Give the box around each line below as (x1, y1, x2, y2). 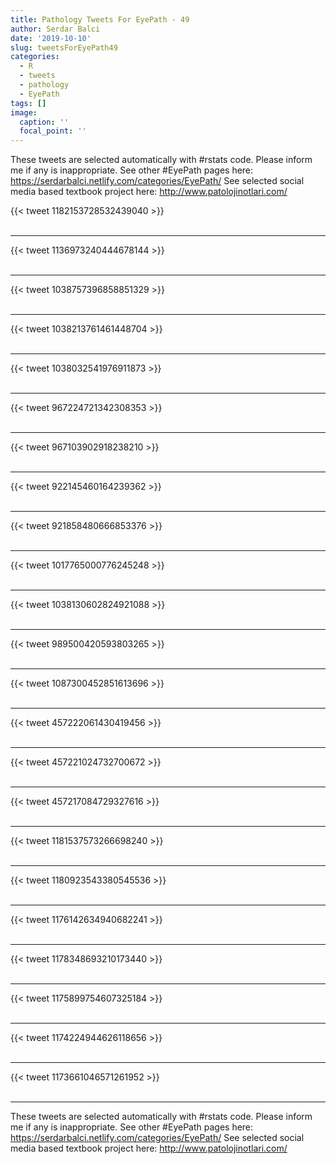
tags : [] (10, 98, 47, 108)
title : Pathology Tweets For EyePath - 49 (10, 14, 190, 25)
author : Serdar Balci (10, 24, 101, 34)
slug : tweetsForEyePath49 (10, 42, 118, 53)
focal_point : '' (19, 126, 87, 136)
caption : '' (19, 117, 70, 127)
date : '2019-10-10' (10, 33, 92, 43)
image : (10, 107, 38, 118)
